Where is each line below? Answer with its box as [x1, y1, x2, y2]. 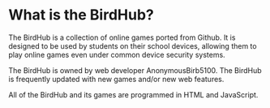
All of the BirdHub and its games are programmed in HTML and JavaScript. [8, 89, 259, 99]
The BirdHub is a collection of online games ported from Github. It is [8, 32, 236, 42]
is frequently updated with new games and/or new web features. [8, 74, 225, 84]
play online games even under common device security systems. [8, 50, 225, 59]
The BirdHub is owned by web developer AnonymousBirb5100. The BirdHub [8, 65, 262, 75]
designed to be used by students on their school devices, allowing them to [8, 41, 257, 50]
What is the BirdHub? [8, 6, 154, 24]
